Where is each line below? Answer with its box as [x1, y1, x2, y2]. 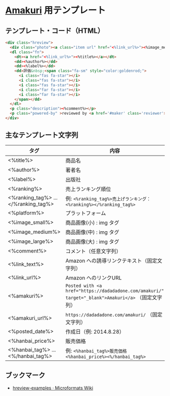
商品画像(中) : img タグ [65, 229, 119, 236]
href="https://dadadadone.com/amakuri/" [65, 287, 164, 294]
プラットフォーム [65, 209, 106, 217]
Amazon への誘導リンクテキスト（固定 [65, 257, 158, 264]
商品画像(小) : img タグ [65, 219, 119, 226]
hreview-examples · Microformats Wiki [12, 385, 94, 391]
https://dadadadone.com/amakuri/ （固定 [65, 311, 163, 318]
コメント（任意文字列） [65, 247, 121, 255]
